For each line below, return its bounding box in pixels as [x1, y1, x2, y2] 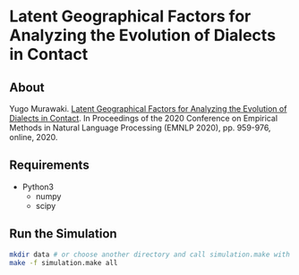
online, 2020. [9, 132, 58, 142]
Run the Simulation [9, 226, 118, 242]
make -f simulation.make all [9, 258, 118, 267]
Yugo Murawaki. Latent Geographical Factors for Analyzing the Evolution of [9, 104, 287, 113]
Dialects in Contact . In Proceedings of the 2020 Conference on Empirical [9, 113, 278, 123]
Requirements [9, 158, 90, 173]
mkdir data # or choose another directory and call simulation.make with [9, 250, 291, 259]
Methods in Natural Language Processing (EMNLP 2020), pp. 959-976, [9, 122, 271, 133]
